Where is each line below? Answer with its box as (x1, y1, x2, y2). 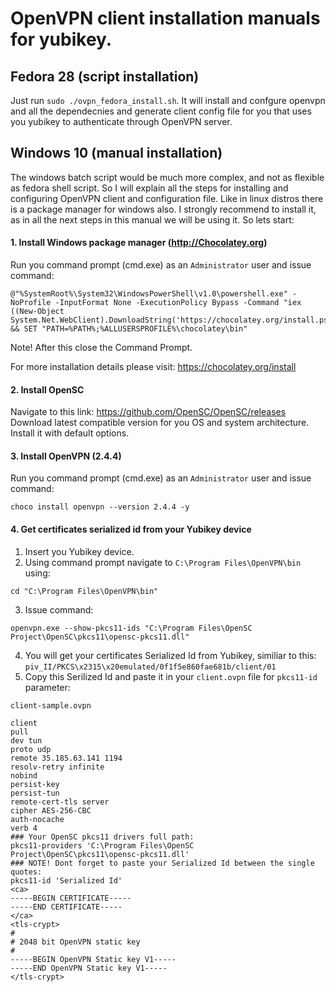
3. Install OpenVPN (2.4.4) (10, 450, 122, 462)
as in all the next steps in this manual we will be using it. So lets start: (10, 213, 295, 226)
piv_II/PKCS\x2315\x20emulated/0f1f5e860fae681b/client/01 (24, 662, 277, 672)
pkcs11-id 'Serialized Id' (10, 875, 123, 886)
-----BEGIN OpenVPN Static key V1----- (10, 954, 177, 964)
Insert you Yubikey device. (24, 545, 135, 557)
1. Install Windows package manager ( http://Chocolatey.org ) (10, 237, 268, 249)
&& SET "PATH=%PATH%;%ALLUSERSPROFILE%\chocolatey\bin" (10, 324, 248, 334)
